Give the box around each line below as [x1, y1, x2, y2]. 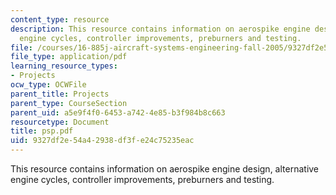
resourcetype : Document [10, 117, 110, 127]
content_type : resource [10, 14, 110, 25]
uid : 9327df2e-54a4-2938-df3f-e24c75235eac [10, 136, 195, 146]
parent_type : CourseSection [10, 98, 128, 108]
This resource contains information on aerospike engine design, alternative [10, 163, 320, 175]
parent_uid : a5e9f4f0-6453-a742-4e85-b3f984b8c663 [10, 107, 226, 118]
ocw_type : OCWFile [10, 80, 87, 90]
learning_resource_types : [10, 61, 118, 71]
